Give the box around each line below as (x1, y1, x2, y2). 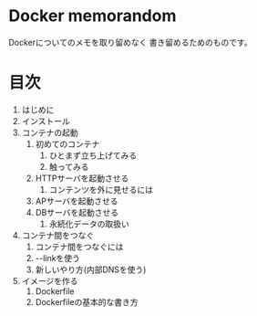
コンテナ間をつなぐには (35, 241, 124, 252)
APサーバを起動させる (35, 195, 119, 206)
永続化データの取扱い (48, 218, 129, 229)
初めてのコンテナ (35, 138, 100, 149)
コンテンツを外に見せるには (48, 184, 154, 195)
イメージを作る (21, 275, 78, 286)
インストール (21, 115, 70, 126)
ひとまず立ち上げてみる (48, 150, 138, 161)
